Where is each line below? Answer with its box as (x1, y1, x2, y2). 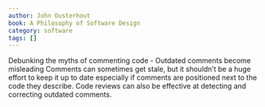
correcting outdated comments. (8, 89, 112, 100)
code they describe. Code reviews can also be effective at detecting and (8, 81, 247, 91)
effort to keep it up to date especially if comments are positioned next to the (8, 73, 257, 82)
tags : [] (8, 34, 37, 42)
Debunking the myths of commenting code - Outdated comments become (8, 56, 251, 65)
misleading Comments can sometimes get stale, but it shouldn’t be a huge (8, 65, 251, 74)
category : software (8, 26, 73, 34)
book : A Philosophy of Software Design (8, 19, 141, 27)
